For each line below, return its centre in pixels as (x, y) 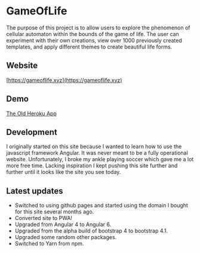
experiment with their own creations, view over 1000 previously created (94, 40)
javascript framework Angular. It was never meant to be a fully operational (97, 153)
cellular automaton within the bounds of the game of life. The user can (93, 34)
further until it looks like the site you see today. (64, 172)
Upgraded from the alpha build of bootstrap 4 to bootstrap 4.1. (91, 231)
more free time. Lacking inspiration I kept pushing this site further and (92, 165)
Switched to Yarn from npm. (49, 243)
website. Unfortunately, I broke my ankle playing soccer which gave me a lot (100, 159)
